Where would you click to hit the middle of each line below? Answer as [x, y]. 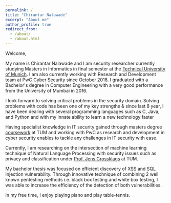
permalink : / [19, 10]
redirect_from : [22, 29]
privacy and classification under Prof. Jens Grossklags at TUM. [72, 159]
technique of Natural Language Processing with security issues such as [81, 153]
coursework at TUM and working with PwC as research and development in [85, 132]
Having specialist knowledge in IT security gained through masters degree [84, 127]
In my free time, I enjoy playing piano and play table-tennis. [68, 195]
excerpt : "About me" [27, 20]
